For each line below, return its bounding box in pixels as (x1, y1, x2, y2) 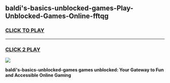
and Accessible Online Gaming (5, 72, 71, 78)
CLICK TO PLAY (5, 27, 45, 34)
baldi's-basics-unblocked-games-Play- (5, 4, 134, 13)
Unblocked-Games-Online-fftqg (5, 12, 109, 21)
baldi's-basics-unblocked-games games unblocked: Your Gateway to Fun (5, 66, 164, 72)
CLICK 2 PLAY (5, 46, 40, 53)
